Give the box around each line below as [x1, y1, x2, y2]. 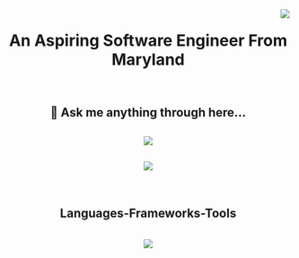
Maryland [110, 49, 186, 70]
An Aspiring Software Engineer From [9, 30, 287, 51]
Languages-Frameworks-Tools [59, 205, 237, 220]
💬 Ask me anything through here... [49, 105, 247, 120]
